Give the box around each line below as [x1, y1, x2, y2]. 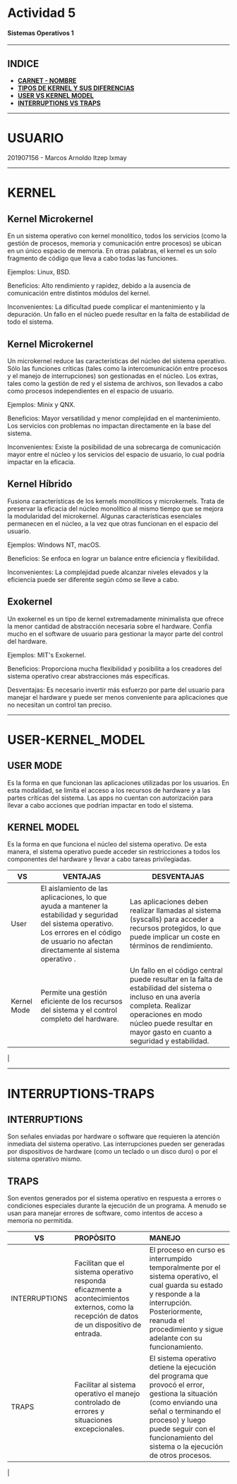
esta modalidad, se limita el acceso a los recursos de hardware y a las [7, 786, 211, 794]
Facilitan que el [74, 1258, 125, 1268]
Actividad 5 [7, 5, 76, 21]
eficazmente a [74, 1285, 122, 1295]
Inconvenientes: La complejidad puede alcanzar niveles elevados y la [7, 568, 209, 576]
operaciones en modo [129, 1010, 202, 1020]
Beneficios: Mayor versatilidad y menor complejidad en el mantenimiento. [7, 414, 221, 422]
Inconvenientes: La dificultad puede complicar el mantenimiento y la [7, 303, 206, 311]
